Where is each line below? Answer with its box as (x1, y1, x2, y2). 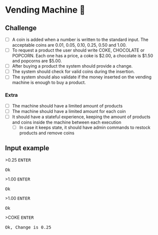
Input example (5, 144, 50, 152)
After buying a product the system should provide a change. (12, 63, 133, 69)
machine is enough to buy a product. (12, 80, 86, 86)
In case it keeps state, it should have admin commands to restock (19, 124, 151, 130)
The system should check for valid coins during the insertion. (12, 69, 135, 74)
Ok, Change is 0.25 (5, 224, 52, 230)
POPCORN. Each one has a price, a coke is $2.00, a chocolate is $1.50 (12, 53, 153, 59)
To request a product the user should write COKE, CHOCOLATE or (12, 47, 145, 53)
